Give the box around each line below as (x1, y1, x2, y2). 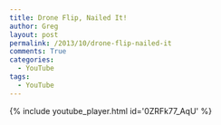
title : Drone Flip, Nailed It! (9, 13, 128, 23)
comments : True (9, 47, 67, 56)
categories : (9, 55, 54, 64)
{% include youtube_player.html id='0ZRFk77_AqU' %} (9, 105, 213, 116)
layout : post (9, 30, 59, 39)
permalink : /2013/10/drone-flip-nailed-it (9, 38, 172, 48)
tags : (9, 72, 30, 82)
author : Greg (9, 22, 59, 31)
